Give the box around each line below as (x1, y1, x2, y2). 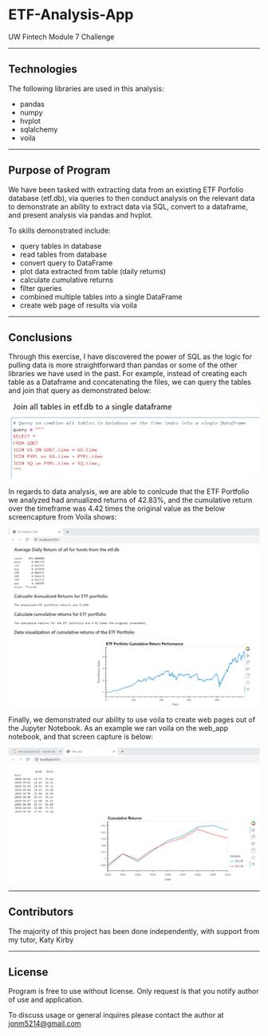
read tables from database (19, 249, 108, 259)
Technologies (8, 62, 78, 77)
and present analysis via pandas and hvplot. (8, 210, 153, 220)
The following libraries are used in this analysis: (8, 84, 164, 93)
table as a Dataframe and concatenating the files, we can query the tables (8, 377, 251, 387)
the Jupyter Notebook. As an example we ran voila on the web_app (8, 723, 229, 732)
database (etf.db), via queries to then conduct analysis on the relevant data (8, 193, 255, 202)
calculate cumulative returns (19, 275, 114, 285)
